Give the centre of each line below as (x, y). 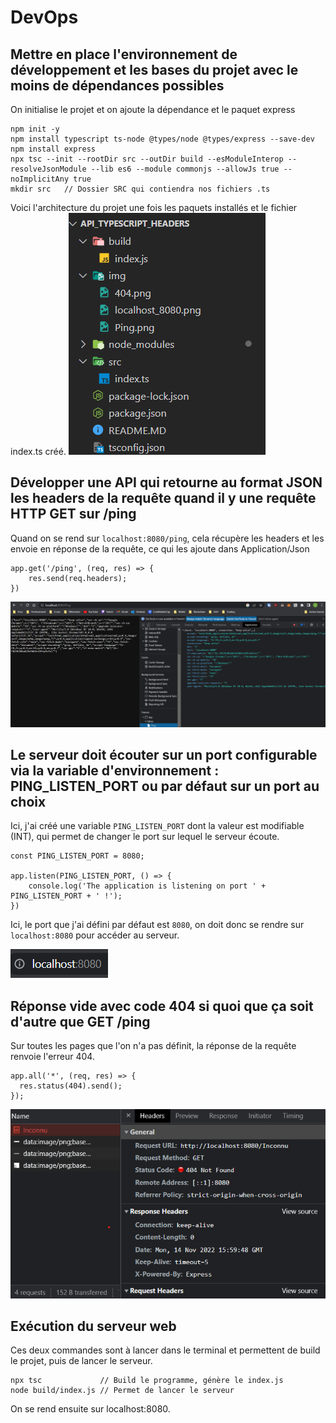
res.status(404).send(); (71, 1086)
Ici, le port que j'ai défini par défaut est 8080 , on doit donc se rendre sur (157, 925)
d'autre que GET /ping (80, 1021)
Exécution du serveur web (93, 1326)
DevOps (44, 17)
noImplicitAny (40, 179)
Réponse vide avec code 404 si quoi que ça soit (162, 1006)
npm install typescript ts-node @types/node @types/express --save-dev (162, 139)
